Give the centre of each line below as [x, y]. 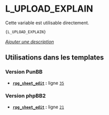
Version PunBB [24, 72]
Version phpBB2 [26, 96]
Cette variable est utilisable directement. [47, 23]
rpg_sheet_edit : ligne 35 [38, 83]
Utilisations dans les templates [55, 58]
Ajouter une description [30, 41]
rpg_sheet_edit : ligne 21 [38, 107]
